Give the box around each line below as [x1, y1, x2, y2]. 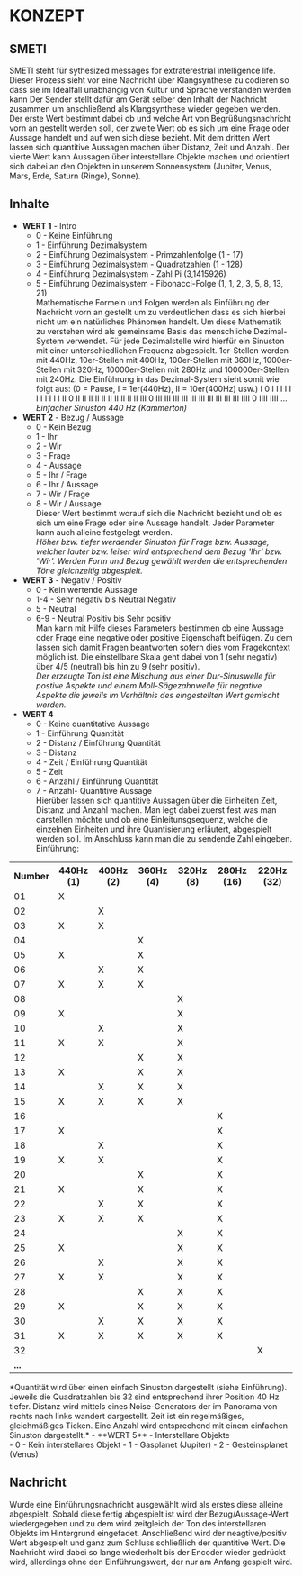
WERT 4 [22, 708, 54, 719]
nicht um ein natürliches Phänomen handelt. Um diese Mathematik [35, 316, 282, 327]
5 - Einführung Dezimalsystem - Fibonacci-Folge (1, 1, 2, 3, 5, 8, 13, [35, 278, 284, 288]
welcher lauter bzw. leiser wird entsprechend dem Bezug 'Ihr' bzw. [35, 546, 283, 557]
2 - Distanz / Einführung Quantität [35, 737, 162, 748]
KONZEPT [9, 5, 85, 26]
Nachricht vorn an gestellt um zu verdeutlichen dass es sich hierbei [35, 306, 286, 317]
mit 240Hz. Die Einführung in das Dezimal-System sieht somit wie [35, 373, 280, 384]
